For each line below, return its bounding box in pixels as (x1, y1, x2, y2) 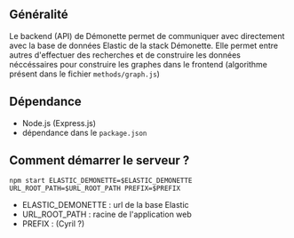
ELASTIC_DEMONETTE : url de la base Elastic (21, 200, 189, 210)
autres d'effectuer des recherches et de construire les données (9, 49, 242, 60)
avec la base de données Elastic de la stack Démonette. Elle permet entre (9, 40, 278, 51)
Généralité (9, 7, 68, 22)
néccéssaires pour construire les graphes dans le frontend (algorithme (9, 59, 268, 69)
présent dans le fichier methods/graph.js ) (9, 68, 160, 79)
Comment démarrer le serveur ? (9, 153, 190, 168)
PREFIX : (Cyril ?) (21, 218, 85, 229)
